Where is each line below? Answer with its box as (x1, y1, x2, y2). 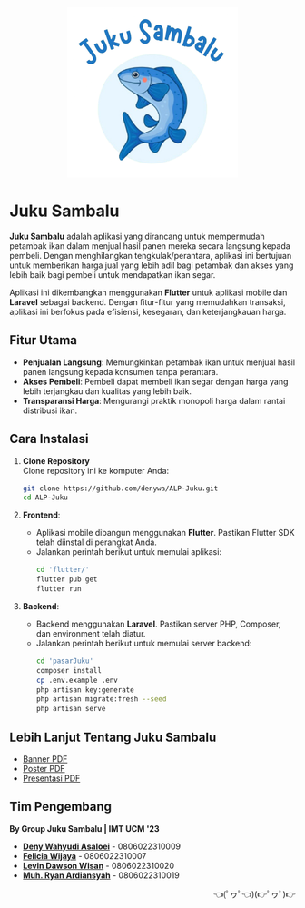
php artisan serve (35, 705, 106, 714)
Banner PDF (22, 754, 68, 765)
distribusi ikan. (22, 405, 78, 416)
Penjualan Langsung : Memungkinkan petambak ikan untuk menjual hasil (22, 357, 296, 368)
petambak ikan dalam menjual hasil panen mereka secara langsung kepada (9, 240, 290, 252)
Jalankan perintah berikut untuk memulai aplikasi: (35, 547, 222, 558)
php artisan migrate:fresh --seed (35, 695, 167, 704)
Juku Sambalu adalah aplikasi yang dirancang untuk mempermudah (9, 231, 265, 242)
